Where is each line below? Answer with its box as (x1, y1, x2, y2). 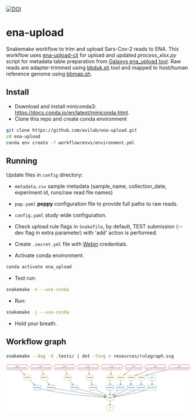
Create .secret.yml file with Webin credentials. (14, 241, 128, 248)
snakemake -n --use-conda (6, 287, 69, 293)
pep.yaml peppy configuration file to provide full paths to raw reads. (14, 200, 178, 207)
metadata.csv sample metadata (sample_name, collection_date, (14, 183, 167, 190)
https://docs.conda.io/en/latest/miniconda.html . (14, 109, 130, 116)
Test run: (14, 275, 36, 282)
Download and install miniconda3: (14, 102, 97, 110)
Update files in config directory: (6, 172, 83, 179)
